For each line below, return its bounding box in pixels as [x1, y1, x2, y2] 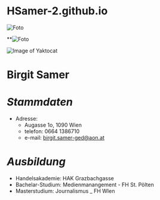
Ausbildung [7, 155, 66, 168]
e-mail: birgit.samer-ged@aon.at [24, 134, 105, 141]
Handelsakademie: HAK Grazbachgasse [15, 175, 114, 181]
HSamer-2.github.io [7, 4, 108, 18]
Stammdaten [7, 96, 73, 109]
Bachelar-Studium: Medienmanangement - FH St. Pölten [15, 181, 154, 188]
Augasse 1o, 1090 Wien [24, 121, 82, 129]
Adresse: [15, 115, 38, 122]
